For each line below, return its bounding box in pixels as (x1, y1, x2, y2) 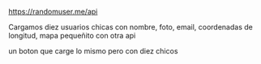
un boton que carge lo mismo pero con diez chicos (8, 46, 178, 55)
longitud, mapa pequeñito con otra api (8, 31, 136, 40)
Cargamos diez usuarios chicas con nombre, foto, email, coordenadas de (8, 22, 253, 31)
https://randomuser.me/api (8, 7, 98, 16)
